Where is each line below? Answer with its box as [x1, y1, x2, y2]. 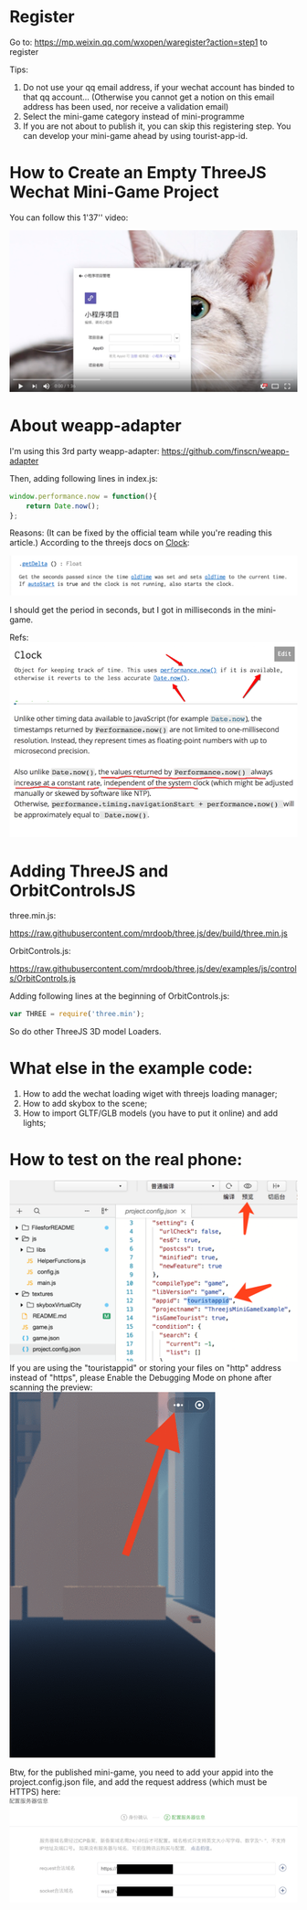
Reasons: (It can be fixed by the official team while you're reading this [9, 527, 272, 538]
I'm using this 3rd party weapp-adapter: [9, 445, 160, 456]
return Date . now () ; [26, 501, 101, 511]
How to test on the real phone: [9, 1150, 243, 1171]
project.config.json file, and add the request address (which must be [9, 1777, 268, 1788]
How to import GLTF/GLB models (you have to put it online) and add [22, 1108, 279, 1119]
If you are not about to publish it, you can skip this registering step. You [22, 121, 291, 132]
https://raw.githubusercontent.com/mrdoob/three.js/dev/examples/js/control [9, 963, 297, 974]
